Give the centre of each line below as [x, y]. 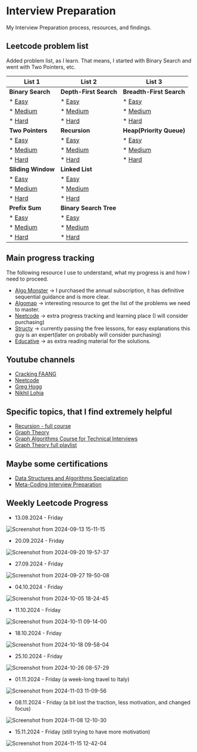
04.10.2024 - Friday [39, 587]
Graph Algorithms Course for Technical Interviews [76, 439]
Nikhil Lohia [29, 393]
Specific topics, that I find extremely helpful [89, 411]
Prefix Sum [25, 208]
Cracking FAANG [35, 374]
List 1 [32, 82]
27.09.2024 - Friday [39, 564]
